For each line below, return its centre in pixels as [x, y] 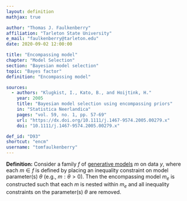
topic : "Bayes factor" [34, 71]
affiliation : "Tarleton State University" [59, 33]
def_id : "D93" [24, 136]
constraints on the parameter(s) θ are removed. [64, 192]
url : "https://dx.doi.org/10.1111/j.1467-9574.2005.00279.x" [93, 120]
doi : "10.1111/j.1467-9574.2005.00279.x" [68, 126]
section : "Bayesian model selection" [53, 65]
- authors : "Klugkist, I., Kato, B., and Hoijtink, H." [81, 93]
